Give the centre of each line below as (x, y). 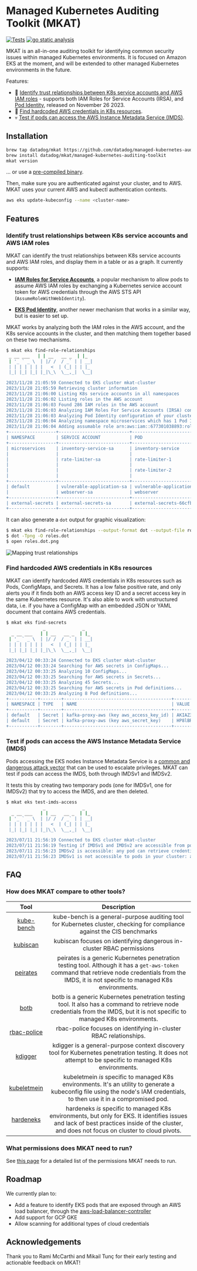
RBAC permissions (128, 948)
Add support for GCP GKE (46, 1217)
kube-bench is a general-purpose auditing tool (118, 917)
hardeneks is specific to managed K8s (118, 1108)
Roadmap (24, 1179)
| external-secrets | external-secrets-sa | (69, 503)
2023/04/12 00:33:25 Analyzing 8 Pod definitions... (72, 693)
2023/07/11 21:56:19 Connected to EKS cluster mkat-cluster (81, 840)
